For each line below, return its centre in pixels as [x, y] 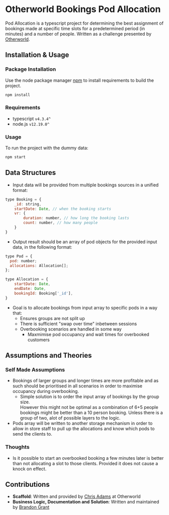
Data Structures [31, 173]
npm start [16, 157]
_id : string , [28, 204]
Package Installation [31, 69]
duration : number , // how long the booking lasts [76, 218]
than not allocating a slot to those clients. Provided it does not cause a [85, 463]
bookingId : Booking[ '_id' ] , [44, 293]
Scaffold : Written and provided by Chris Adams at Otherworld [76, 496]
